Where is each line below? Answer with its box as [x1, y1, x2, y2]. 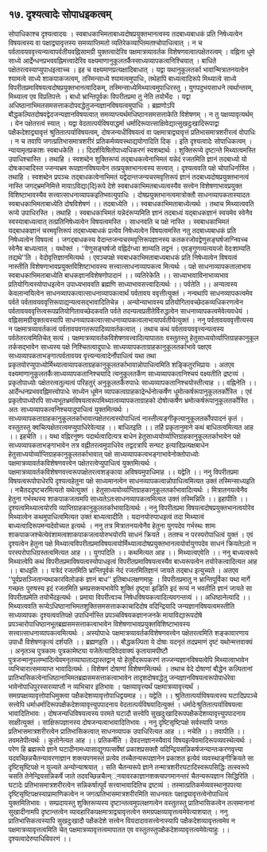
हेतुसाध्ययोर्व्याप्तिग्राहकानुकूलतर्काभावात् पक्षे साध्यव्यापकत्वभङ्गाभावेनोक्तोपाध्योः [8, 449, 200, 459]
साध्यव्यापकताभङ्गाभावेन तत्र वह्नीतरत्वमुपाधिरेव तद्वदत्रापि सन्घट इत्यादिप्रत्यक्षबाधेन [8, 440, 209, 450]
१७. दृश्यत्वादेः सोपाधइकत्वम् [8, 8, 112, 21]
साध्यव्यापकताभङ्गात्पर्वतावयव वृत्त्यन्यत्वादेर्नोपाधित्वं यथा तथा [8, 350, 157, 360]
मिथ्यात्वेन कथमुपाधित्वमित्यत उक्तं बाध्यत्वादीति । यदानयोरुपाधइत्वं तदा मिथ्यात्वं [8, 512, 205, 521]
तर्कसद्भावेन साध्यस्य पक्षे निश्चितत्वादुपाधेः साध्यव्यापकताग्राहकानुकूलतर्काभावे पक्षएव [8, 342, 212, 351]
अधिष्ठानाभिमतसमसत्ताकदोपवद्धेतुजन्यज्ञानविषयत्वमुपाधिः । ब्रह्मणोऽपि [8, 100, 175, 110]
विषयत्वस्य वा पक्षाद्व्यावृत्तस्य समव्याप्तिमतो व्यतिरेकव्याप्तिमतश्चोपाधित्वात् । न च [8, 37, 203, 48]
